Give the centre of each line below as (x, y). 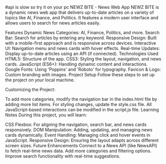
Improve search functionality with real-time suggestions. (63, 156)
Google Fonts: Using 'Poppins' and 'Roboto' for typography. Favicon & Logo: (83, 69)
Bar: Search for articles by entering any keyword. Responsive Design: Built (81, 38)
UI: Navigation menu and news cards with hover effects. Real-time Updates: (83, 48)
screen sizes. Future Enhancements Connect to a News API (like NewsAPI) (81, 145)
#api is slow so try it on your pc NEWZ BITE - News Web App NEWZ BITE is (82, 7)
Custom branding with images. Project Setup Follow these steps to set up (80, 75)
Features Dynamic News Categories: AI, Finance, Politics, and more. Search (83, 32)
